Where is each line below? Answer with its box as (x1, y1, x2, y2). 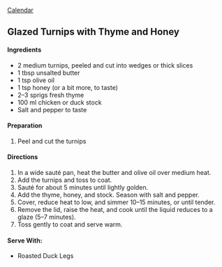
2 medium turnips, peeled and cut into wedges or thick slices (17, 61, 193, 69)
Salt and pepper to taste (17, 105, 87, 114)
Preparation (7, 121, 43, 130)
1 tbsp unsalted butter (17, 68, 80, 77)
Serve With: (7, 236, 43, 245)
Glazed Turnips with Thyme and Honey (7, 26, 180, 38)
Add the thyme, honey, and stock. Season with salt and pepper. (17, 191, 200, 199)
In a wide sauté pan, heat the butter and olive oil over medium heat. (17, 169, 212, 176)
